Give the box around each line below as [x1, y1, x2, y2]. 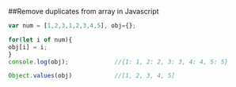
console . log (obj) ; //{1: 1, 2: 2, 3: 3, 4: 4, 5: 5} [8, 58, 228, 66]
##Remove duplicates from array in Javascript [8, 7, 160, 16]
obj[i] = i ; [8, 43, 48, 51]
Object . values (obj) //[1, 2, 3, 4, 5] [8, 72, 176, 80]
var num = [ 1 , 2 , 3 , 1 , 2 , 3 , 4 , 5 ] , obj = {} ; [8, 22, 137, 30]
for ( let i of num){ [8, 35, 73, 44]
